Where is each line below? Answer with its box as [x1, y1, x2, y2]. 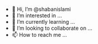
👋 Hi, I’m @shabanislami [11, 6, 71, 12]
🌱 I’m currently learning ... [11, 18, 75, 25]
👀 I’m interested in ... [11, 12, 62, 19]
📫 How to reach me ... [11, 32, 67, 38]
